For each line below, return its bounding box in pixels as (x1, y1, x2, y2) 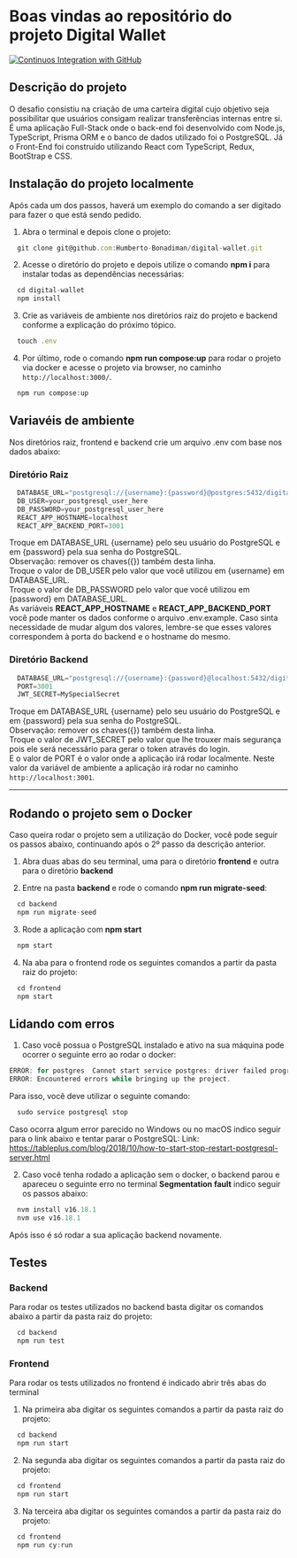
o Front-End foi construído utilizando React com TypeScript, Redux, (9, 141, 255, 151)
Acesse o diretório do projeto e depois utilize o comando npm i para (21, 260, 270, 270)
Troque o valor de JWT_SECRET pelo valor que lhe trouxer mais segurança (9, 734, 282, 745)
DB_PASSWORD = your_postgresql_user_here (17, 505, 164, 514)
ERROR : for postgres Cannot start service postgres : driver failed (9, 1066, 267, 1075)
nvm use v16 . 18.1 (17, 1213, 81, 1222)
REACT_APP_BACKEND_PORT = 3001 (17, 521, 125, 531)
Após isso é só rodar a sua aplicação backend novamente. (9, 1229, 223, 1240)
